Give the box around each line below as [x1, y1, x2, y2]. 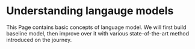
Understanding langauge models [6, 4, 174, 18]
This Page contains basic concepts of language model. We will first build [6, 24, 187, 31]
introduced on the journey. [6, 36, 72, 43]
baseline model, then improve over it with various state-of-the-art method [6, 30, 190, 37]
